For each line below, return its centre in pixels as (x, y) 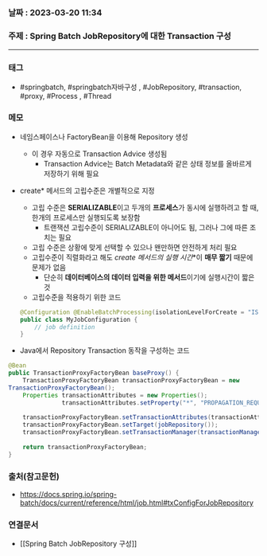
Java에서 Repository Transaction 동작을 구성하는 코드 (104, 350)
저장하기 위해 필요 (71, 174)
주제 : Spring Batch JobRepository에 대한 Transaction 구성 (120, 36)
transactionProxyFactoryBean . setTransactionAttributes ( (117, 417)
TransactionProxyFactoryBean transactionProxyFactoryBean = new (131, 381)
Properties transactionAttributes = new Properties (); (115, 395)
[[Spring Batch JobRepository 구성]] (78, 544)
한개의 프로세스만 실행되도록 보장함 (86, 217)
